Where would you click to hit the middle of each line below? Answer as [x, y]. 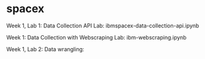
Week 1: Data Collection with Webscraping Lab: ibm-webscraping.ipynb [96, 37]
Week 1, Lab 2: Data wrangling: [45, 49]
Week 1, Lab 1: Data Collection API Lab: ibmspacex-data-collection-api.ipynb [103, 26]
